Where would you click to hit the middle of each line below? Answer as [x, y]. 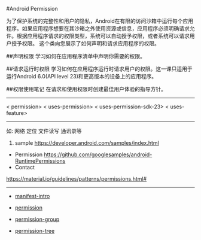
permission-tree [35, 231]
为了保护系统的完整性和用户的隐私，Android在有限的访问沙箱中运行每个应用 [100, 21]
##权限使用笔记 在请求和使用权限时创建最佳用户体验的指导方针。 [86, 89]
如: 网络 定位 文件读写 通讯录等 [44, 131]
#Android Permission [32, 9]
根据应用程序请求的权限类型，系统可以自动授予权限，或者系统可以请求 [103, 36]
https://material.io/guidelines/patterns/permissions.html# [77, 179]
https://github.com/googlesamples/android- [98, 154]
